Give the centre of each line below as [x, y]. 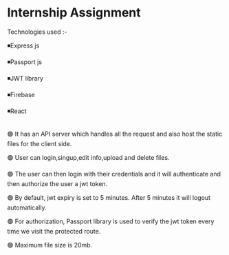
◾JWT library [25, 78]
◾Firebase [21, 94]
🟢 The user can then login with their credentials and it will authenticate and [114, 174]
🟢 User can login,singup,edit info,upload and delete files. [88, 158]
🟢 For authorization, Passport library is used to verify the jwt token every [111, 221]
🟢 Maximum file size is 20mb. [50, 245]
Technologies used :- [37, 32]
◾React [17, 111]
